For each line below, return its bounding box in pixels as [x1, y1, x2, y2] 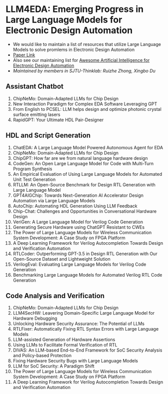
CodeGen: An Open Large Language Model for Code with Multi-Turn [12, 160, 154, 166]
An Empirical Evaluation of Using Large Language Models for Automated [12, 171, 162, 177]
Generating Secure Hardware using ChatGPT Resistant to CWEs [12, 224, 144, 230]
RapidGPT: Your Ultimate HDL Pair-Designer [12, 116, 104, 123]
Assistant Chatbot [5, 82, 64, 91]
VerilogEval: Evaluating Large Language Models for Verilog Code [12, 261, 146, 267]
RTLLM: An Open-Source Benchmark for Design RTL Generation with [12, 181, 155, 188]
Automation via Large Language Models [12, 197, 95, 203]
